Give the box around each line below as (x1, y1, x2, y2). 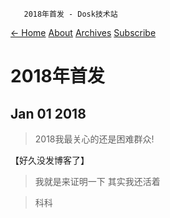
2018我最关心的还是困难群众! (34, 133, 155, 145)
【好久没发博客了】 (10, 154, 90, 166)
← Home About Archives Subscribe (10, 27, 157, 38)
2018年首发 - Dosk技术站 (23, 9, 118, 19)
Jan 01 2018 (10, 105, 87, 122)
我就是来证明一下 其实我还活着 (34, 176, 161, 187)
